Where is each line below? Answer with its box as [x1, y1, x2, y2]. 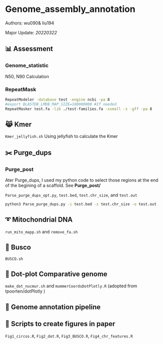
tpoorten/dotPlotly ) [5, 288, 46, 294]
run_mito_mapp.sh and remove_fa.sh [5, 229, 78, 234]
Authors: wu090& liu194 [5, 20, 55, 26]
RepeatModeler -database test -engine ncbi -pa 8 [5, 97, 110, 102]
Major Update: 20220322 [5, 29, 57, 35]
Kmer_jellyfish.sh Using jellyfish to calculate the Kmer [5, 133, 118, 139]
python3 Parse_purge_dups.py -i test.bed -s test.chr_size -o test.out [5, 202, 157, 207]
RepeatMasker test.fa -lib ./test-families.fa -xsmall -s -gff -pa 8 [5, 106, 153, 112]
